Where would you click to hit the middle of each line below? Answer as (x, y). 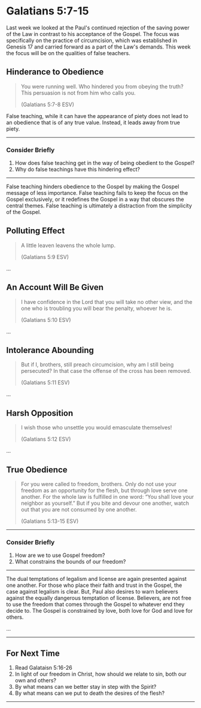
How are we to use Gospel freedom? (60, 555)
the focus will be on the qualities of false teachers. (68, 53)
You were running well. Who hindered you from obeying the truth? (102, 86)
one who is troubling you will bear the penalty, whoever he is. (96, 308)
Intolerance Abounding (50, 350)
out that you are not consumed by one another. (79, 510)
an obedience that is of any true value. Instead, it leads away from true (93, 122)
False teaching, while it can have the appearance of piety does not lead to (97, 116)
